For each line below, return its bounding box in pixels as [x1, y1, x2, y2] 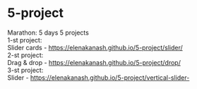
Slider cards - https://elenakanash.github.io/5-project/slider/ [7, 43, 184, 52]
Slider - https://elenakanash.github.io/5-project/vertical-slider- [7, 73, 190, 82]
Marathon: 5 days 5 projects [7, 28, 90, 37]
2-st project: [7, 51, 44, 59]
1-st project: [7, 35, 42, 44]
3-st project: [7, 66, 44, 74]
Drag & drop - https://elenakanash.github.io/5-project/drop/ [7, 58, 181, 66]
